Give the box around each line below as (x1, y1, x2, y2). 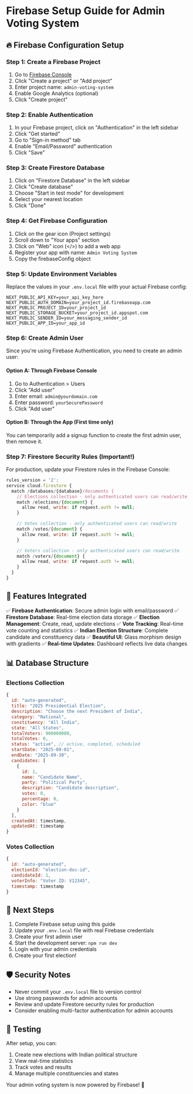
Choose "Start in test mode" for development (14, 189, 124, 196)
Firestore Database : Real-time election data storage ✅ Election (6, 613, 160, 621)
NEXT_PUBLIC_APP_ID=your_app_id (6, 321, 85, 326)
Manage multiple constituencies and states (14, 1070, 119, 1077)
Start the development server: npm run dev (14, 939, 117, 946)
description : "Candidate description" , (21, 785, 119, 791)
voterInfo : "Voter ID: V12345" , (11, 878, 91, 883)
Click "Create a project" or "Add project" (14, 77, 113, 84)
